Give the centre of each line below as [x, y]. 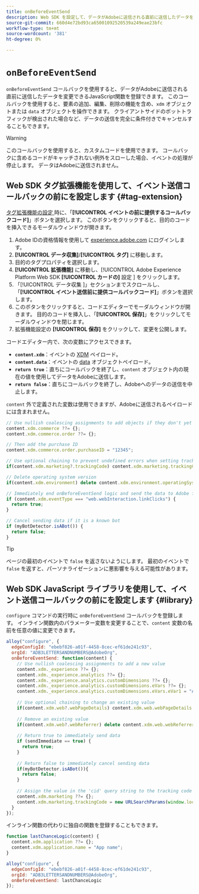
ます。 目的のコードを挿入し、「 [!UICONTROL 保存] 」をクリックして [103, 314]
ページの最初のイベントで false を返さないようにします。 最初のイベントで [98, 561]
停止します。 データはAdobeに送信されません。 [64, 165]
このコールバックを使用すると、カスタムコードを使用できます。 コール [92, 150]
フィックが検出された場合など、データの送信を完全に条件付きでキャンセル [97, 118]
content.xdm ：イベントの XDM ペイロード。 [68, 354]
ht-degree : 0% [24, 39]
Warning [16, 138]
